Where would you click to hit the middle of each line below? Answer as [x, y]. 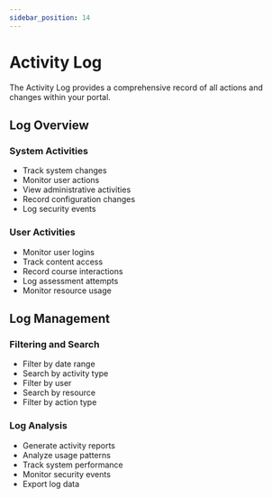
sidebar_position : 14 [50, 18]
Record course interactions [73, 271]
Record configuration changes [79, 199]
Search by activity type [65, 373]
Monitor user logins [59, 252]
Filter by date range [59, 364]
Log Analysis [38, 426]
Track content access [63, 262]
